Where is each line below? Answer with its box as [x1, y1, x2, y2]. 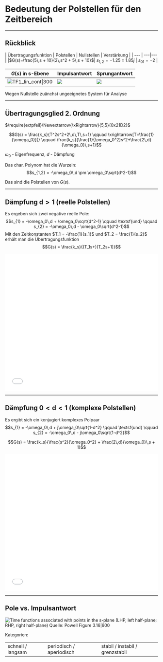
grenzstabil [101, 649, 127, 656]
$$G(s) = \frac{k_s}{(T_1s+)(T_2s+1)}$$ [42, 244, 121, 249]
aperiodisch [48, 649, 75, 656]
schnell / [7, 643, 27, 649]
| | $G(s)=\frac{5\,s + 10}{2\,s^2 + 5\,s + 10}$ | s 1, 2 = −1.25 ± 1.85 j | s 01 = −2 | [5, 57, 158, 64]
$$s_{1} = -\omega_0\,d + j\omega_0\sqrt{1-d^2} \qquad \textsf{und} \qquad [5, 424, 158, 430]
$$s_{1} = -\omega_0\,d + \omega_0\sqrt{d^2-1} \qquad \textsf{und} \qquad [5, 218, 158, 224]
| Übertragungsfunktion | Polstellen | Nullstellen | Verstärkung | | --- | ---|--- [5, 52, 158, 58]
